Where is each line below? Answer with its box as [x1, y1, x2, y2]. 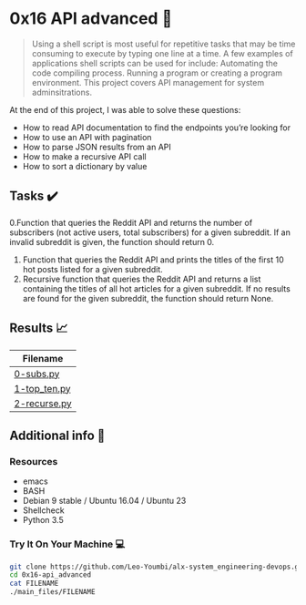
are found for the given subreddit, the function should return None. [22, 292, 274, 303]
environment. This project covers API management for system [31, 77, 265, 87]
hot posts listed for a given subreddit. [22, 263, 164, 274]
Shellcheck [22, 505, 66, 516]
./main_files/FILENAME [9, 588, 96, 597]
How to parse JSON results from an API [22, 141, 171, 152]
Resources [9, 455, 58, 467]
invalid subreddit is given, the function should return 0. [9, 236, 215, 247]
